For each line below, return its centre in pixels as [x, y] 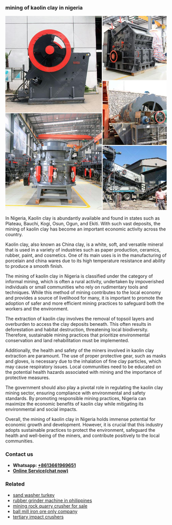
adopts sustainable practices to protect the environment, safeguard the [80, 430]
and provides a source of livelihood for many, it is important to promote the [84, 298]
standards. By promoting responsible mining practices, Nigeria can [76, 398]
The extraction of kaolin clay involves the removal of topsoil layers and [80, 319]
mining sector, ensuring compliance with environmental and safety [76, 393]
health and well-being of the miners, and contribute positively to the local [82, 435]
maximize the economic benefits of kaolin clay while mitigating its [74, 404]
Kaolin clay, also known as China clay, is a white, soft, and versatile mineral [84, 244]
